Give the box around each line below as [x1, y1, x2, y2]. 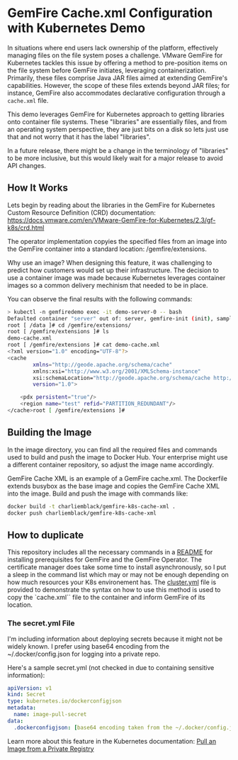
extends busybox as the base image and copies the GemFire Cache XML [7, 481, 220, 490]
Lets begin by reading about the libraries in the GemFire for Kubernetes [7, 201, 215, 209]
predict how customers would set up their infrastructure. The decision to [7, 266, 220, 274]
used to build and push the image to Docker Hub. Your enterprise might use [7, 452, 228, 462]
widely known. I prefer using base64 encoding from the [7, 642, 170, 650]
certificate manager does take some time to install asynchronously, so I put [7, 563, 227, 571]
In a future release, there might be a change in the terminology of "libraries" [7, 146, 229, 155]
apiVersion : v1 [7, 684, 52, 692]
